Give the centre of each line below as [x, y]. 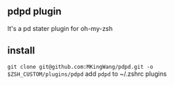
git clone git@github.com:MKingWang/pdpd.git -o [80, 67]
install [21, 51]
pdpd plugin [34, 12]
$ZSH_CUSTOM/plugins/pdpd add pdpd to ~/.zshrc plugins [87, 74]
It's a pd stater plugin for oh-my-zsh [60, 28]
